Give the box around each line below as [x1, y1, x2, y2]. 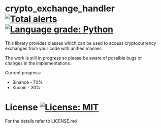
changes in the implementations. [5, 60, 71, 66]
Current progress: [5, 69, 41, 75]
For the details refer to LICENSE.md [5, 118, 77, 124]
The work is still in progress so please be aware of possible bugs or [5, 55, 142, 61]
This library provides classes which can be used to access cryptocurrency [5, 40, 157, 46]
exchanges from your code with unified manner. [5, 45, 102, 51]
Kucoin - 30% [12, 84, 41, 90]
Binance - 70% [12, 79, 43, 85]
